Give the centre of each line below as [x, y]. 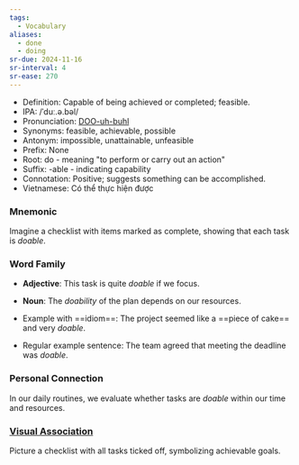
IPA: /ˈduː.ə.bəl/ [50, 111]
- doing [32, 51]
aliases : [26, 34]
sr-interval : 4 [38, 68]
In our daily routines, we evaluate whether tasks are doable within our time [148, 398]
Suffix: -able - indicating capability [86, 169]
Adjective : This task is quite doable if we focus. [111, 284]
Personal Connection [56, 378]
